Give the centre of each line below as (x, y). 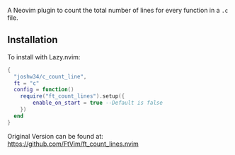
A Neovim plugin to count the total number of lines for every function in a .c (118, 10)
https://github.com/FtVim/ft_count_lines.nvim (73, 144)
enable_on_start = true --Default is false (98, 103)
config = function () (44, 90)
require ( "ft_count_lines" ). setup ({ (73, 96)
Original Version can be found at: (56, 136)
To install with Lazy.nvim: (44, 57)
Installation (33, 40)
